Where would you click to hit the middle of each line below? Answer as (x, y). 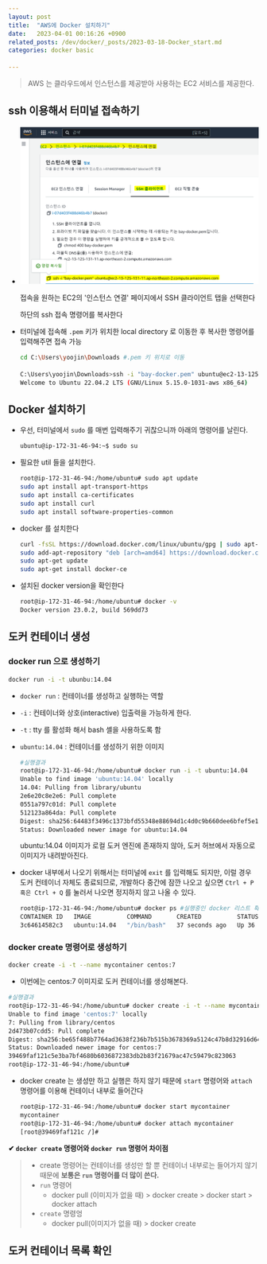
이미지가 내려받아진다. (54, 856)
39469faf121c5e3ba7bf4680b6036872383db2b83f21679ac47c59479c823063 (122, 1056)
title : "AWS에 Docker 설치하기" (60, 25)
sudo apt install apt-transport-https (84, 487)
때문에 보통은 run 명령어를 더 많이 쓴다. (99, 1175)
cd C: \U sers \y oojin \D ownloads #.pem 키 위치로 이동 (102, 358)
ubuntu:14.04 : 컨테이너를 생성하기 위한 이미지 (92, 746)
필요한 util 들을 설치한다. (58, 462)
